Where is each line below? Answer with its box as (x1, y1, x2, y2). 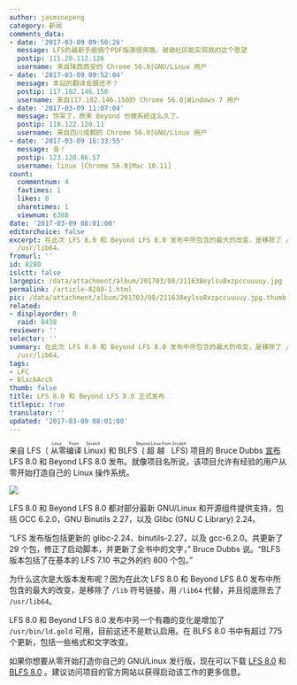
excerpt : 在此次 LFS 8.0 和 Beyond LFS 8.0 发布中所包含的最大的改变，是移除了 (9, 236, 283, 245)
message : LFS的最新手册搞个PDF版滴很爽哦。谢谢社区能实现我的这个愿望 (17, 46, 247, 55)
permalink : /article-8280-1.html (9, 284, 133, 293)
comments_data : (9, 29, 65, 38)
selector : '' (9, 334, 57, 343)
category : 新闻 (9, 21, 63, 30)
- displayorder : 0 (9, 309, 77, 319)
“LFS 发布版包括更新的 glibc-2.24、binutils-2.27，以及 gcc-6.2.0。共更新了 (9, 533, 284, 543)
